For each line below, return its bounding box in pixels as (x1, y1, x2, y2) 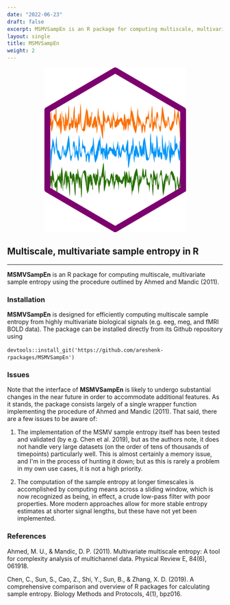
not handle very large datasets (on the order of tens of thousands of (16, 443, 209, 451)
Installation (7, 295, 46, 304)
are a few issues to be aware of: (7, 415, 98, 423)
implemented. (16, 514, 56, 523)
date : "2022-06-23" (7, 11, 63, 18)
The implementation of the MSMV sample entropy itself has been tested (16, 428, 220, 436)
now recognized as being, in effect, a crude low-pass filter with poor (16, 492, 211, 501)
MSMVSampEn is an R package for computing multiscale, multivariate (7, 270, 205, 278)
